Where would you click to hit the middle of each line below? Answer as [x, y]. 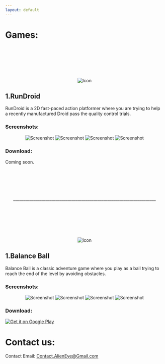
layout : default [22, 10]
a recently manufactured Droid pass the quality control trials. [68, 114]
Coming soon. [20, 162]
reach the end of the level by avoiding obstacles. [56, 274]
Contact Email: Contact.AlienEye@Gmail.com [52, 356]
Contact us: [30, 342]
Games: [22, 35]
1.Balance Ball [27, 256]
